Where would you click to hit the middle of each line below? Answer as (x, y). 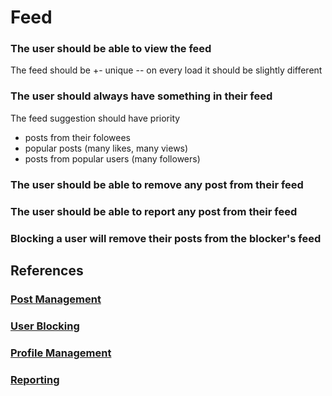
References (47, 270)
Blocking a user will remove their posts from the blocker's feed (166, 238)
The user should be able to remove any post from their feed (157, 184)
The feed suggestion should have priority (95, 118)
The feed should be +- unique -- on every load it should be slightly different (166, 70)
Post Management (56, 299)
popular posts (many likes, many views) (106, 148)
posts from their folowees (77, 137)
